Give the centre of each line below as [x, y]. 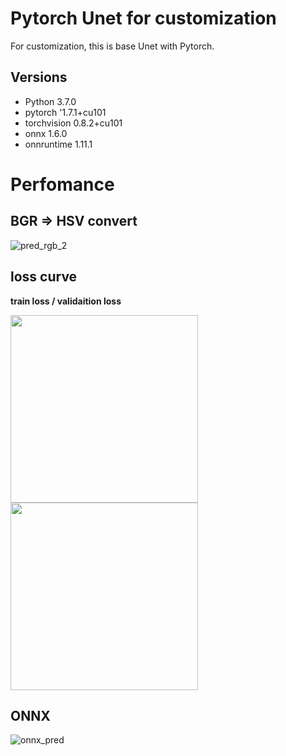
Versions [39, 77]
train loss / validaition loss [66, 301]
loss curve [44, 277]
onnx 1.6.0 [46, 133]
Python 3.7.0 [50, 101]
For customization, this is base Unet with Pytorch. [112, 46]
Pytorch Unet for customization [143, 18]
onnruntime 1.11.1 [58, 144]
